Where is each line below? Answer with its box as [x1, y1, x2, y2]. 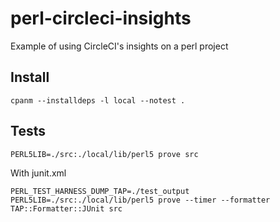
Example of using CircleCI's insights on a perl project [10, 40, 229, 52]
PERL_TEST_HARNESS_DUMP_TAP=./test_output [10, 186, 190, 196]
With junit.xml [10, 167, 67, 179]
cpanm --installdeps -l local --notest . [10, 95, 186, 106]
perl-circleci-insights [10, 7, 192, 30]
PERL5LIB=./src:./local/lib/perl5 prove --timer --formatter [10, 195, 271, 205]
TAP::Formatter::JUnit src [10, 203, 123, 214]
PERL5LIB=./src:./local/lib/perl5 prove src [10, 149, 199, 159]
